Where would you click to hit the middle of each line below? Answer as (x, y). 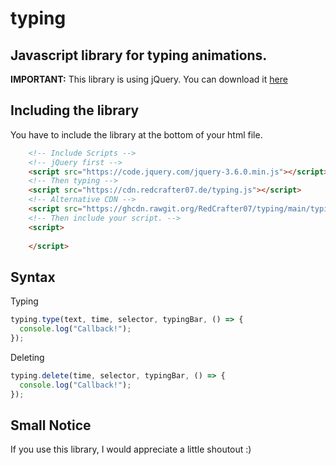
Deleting (27, 357)
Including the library (75, 110)
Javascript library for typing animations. (139, 55)
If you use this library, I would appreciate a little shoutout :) (131, 449)
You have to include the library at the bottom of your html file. (136, 134)
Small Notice (51, 425)
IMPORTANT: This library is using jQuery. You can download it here (149, 79)
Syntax (33, 277)
